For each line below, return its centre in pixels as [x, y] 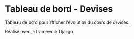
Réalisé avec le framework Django [39, 31]
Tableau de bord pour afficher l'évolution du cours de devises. [67, 22]
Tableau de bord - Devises [59, 9]
